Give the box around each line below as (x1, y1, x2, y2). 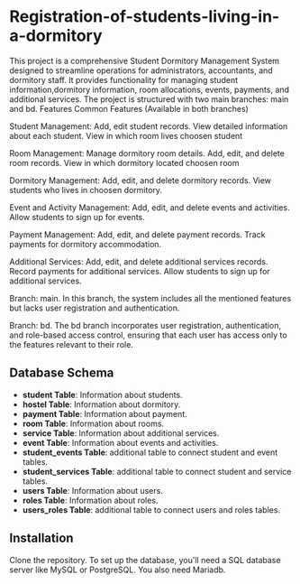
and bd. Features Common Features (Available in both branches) (9, 103, 250, 114)
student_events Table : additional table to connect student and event (22, 447, 278, 458)
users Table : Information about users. (22, 485, 164, 496)
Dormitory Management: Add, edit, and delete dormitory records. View (9, 174, 272, 186)
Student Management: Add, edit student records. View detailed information (9, 120, 288, 132)
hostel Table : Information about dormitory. (22, 399, 181, 410)
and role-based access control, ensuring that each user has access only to (9, 329, 287, 340)
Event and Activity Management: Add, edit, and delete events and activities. (9, 201, 290, 213)
